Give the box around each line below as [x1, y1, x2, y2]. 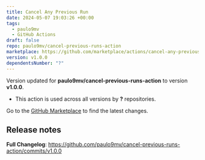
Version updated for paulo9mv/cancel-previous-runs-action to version [6, 77, 188, 84]
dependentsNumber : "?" [6, 60, 64, 66]
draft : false [6, 37, 40, 43]
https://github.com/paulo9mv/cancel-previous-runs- [48, 141, 181, 148]
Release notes [6, 125, 62, 135]
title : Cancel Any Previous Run [6, 9, 88, 15]
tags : [6, 20, 20, 26]
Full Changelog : [6, 141, 47, 148]
